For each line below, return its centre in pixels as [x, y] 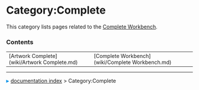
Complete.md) [60, 62]
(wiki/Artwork [25, 62]
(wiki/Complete [113, 62]
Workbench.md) [152, 62]
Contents [20, 42]
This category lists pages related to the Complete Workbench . [82, 27]
